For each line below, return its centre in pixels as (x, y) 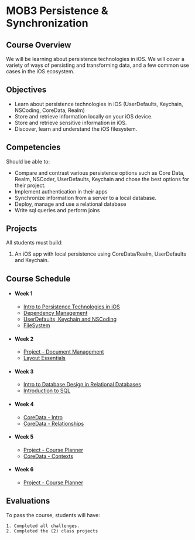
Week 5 (24, 437)
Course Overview (39, 45)
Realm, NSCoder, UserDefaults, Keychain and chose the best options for (102, 179)
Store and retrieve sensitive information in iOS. (71, 123)
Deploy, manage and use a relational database (70, 204)
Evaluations (28, 501)
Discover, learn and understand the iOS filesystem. (76, 129)
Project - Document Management (64, 352)
